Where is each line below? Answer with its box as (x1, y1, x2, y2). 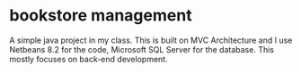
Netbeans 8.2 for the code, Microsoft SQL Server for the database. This (9, 44, 274, 54)
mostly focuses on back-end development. (9, 53, 168, 64)
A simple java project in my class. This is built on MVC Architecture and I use (9, 35, 293, 45)
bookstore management (9, 5, 192, 26)
